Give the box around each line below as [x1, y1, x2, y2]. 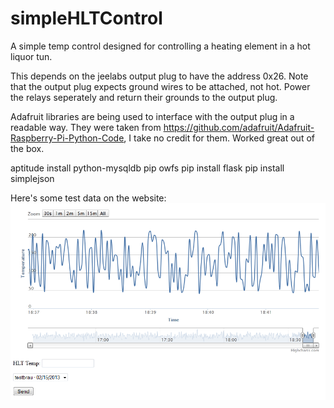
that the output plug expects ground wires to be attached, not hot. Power [10, 80, 311, 92]
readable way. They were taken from [10, 121, 162, 133]
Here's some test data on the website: [10, 192, 167, 204]
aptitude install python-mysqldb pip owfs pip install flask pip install [10, 162, 285, 174]
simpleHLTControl [10, 7, 163, 30]
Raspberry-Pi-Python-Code [10, 132, 125, 144]
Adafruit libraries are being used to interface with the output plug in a [10, 110, 295, 122]
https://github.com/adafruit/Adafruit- [163, 121, 315, 133]
